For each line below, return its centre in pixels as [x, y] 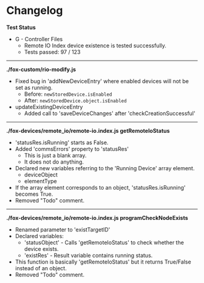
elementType [40, 181]
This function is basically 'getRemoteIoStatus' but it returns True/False [103, 262]
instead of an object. [41, 268]
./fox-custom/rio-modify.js [41, 69]
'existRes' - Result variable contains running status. [88, 255]
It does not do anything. [54, 162]
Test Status [21, 27]
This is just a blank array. [55, 155]
